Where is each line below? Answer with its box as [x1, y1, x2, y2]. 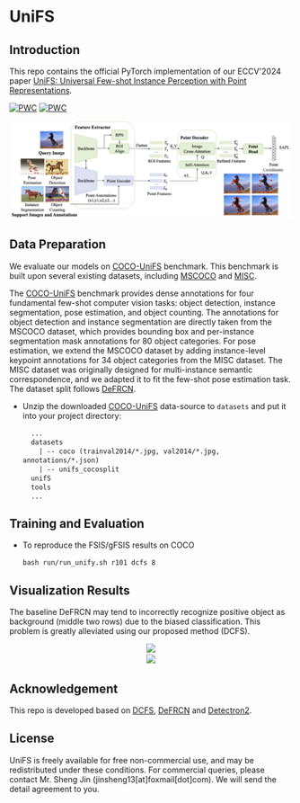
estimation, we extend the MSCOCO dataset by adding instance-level [9, 344, 267, 356]
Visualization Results [9, 583, 130, 598]
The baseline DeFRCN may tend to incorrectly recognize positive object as [9, 607, 286, 618]
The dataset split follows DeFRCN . [9, 383, 137, 394]
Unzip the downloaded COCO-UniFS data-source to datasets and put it [22, 400, 287, 411]
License [9, 731, 55, 746]
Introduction [9, 42, 81, 58]
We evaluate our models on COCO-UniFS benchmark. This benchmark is [9, 261, 278, 272]
